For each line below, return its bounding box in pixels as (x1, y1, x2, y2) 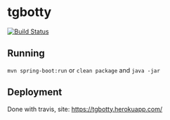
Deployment (7, 87, 63, 98)
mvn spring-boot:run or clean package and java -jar (7, 66, 160, 74)
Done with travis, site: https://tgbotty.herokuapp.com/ (7, 105, 163, 113)
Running (7, 47, 46, 59)
